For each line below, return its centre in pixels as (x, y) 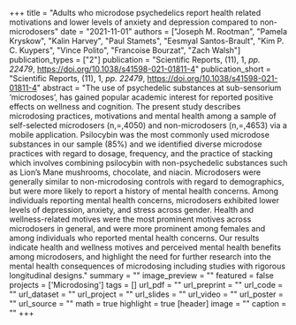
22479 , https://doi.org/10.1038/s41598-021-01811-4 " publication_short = (140, 69)
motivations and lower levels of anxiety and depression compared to (133, 22)
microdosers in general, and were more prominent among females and (137, 228)
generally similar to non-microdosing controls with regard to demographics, (147, 181)
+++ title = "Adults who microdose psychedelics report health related (135, 13)
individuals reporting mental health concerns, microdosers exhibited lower (144, 200)
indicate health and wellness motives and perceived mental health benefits (145, 247)
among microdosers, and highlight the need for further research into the (140, 257)
